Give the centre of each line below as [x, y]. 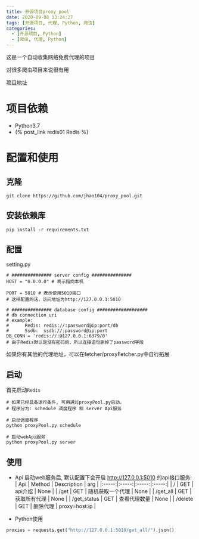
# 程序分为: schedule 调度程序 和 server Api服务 [64, 409]
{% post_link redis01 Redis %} [52, 132]
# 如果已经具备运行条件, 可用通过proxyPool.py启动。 [65, 402]
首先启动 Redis [23, 390]
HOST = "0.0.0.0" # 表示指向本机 [45, 281]
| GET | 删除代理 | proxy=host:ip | [55, 506]
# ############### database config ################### [77, 310]
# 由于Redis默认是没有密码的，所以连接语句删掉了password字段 [75, 342]
